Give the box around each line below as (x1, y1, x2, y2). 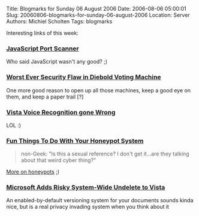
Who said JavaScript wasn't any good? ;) (6, 58, 108, 65)
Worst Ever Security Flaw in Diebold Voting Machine (6, 73, 161, 82)
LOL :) (6, 121, 22, 128)
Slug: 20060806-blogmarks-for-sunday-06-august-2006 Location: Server (6, 11, 190, 19)
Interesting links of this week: (6, 29, 79, 37)
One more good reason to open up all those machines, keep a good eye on (6, 86, 191, 94)
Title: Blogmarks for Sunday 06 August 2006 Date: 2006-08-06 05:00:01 (6, 5, 187, 12)
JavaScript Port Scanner (6, 44, 79, 53)
